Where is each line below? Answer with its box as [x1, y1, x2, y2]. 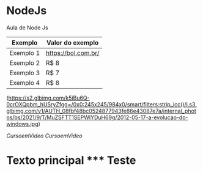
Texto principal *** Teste [6, 153, 136, 167]
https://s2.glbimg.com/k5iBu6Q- [8, 94, 90, 101]
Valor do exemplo [46, 38, 99, 46]
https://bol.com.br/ [45, 48, 100, 57]
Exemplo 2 [9, 59, 40, 67]
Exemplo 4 [9, 78, 40, 87]
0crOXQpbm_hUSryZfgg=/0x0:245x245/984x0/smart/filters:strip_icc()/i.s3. [6, 100, 197, 108]
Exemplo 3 [9, 68, 40, 77]
